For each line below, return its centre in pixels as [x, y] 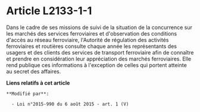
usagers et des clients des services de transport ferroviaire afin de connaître [100, 52]
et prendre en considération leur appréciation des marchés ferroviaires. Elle [99, 59]
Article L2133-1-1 [49, 11]
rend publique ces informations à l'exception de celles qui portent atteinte [97, 65]
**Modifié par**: [28, 94]
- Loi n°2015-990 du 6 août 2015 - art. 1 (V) [70, 104]
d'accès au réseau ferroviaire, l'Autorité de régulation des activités [87, 40]
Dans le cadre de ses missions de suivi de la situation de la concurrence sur [99, 27]
